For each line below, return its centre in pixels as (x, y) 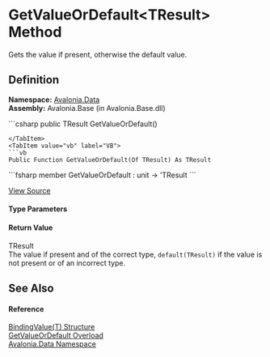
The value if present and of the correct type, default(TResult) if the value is (135, 254)
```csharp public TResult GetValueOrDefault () (83, 124)
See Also (31, 288)
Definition (34, 80)
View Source (30, 190)
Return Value (31, 227)
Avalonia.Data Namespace (53, 344)
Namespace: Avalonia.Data (54, 100)
